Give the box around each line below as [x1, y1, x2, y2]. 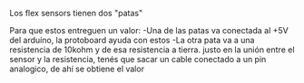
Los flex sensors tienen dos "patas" [9, 8, 143, 18]
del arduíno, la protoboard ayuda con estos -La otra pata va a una [9, 35, 255, 45]
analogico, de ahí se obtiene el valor [9, 63, 145, 74]
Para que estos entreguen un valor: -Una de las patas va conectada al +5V [9, 25, 289, 35]
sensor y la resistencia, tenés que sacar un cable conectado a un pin [9, 54, 267, 64]
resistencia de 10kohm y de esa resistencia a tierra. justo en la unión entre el [9, 44, 295, 55]
